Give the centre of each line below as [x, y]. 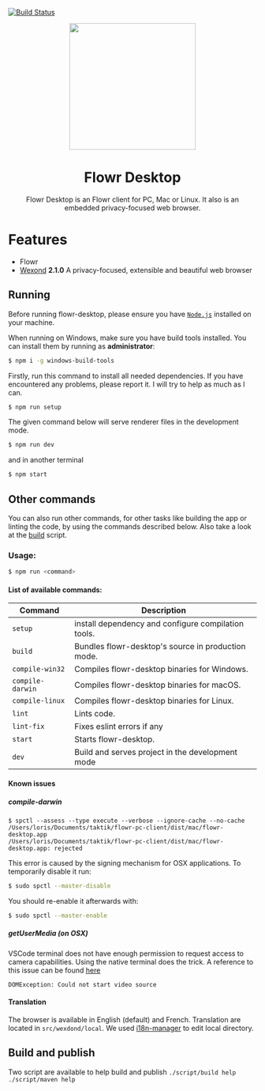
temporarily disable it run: [50, 871]
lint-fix [28, 727]
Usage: [22, 555]
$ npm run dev [32, 445]
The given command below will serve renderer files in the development [123, 422]
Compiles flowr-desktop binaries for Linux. [154, 701]
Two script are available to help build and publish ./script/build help [122, 1072]
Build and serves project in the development [156, 753]
